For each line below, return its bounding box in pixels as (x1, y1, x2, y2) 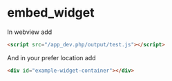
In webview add (7, 28, 52, 36)
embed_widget (7, 5, 95, 21)
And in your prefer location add (7, 53, 96, 62)
